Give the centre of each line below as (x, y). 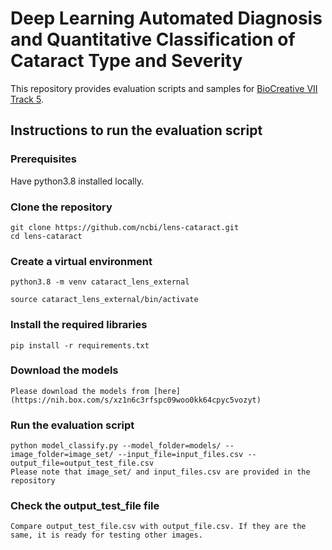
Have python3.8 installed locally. (77, 181)
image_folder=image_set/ (62, 455)
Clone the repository (61, 207)
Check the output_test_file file (85, 506)
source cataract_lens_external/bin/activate (104, 300)
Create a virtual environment (81, 261)
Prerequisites (43, 159)
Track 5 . (27, 99)
